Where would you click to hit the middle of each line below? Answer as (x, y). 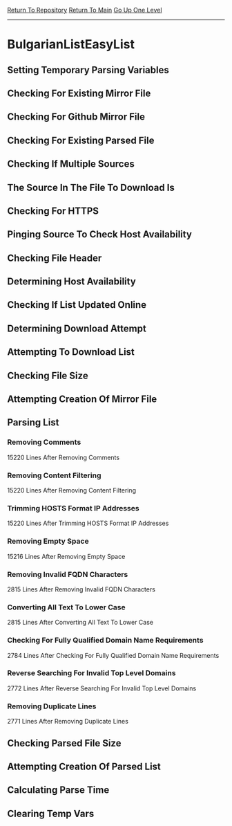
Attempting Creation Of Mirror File (82, 400)
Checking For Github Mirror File (76, 117)
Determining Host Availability (71, 282)
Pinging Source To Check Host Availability (99, 235)
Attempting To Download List (71, 352)
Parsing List (33, 422)
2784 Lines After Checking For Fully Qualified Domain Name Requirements (113, 655)
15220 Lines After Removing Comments (63, 457)
